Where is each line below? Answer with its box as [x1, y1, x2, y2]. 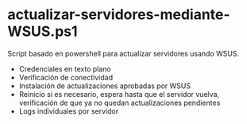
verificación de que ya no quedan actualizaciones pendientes [18, 98, 221, 107]
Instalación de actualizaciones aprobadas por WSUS [18, 81, 191, 91]
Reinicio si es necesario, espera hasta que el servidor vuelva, [18, 89, 220, 99]
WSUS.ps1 [7, 22, 78, 41]
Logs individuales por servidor [18, 106, 119, 116]
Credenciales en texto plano [18, 64, 112, 73]
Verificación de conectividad [18, 72, 113, 82]
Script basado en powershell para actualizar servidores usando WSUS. [7, 48, 240, 58]
